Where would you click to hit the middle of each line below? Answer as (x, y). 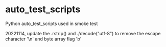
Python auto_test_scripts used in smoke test (52, 24)
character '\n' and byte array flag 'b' (43, 39)
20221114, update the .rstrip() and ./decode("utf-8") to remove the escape (83, 33)
